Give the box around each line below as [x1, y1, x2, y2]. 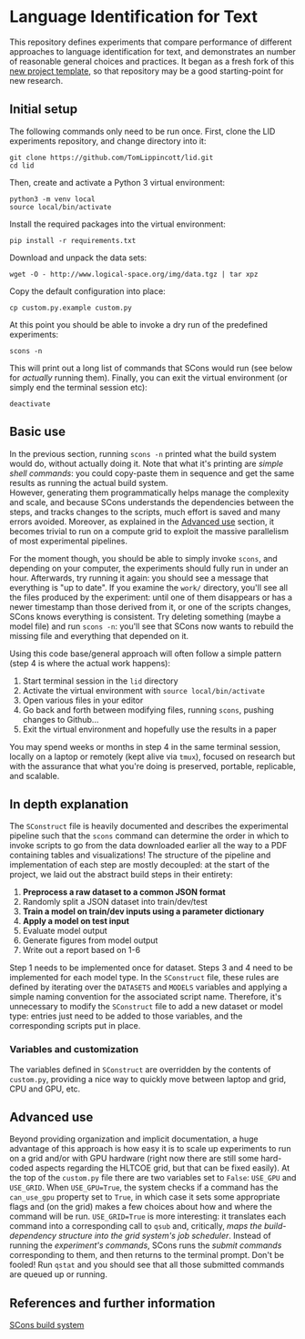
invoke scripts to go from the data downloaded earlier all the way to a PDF [9, 840, 288, 851]
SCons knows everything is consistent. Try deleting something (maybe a [9, 611, 281, 622]
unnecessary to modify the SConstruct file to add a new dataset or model [9, 1001, 284, 1012]
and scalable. [9, 770, 60, 781]
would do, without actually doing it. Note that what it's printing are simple [9, 458, 284, 469]
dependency [9, 1231, 57, 1242]
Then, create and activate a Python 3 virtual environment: [9, 177, 226, 188]
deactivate [9, 399, 51, 409]
